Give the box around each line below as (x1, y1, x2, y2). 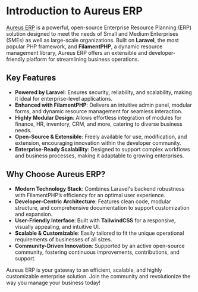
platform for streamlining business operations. (26, 55, 140, 63)
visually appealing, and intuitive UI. (14, 223, 100, 230)
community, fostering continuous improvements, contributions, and (14, 248, 180, 256)
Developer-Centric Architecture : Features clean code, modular (14, 198, 171, 205)
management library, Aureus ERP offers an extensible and (6, 49, 147, 56)
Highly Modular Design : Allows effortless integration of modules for (14, 114, 182, 121)
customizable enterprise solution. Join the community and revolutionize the (6, 272, 191, 279)
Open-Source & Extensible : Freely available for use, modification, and (14, 133, 187, 140)
